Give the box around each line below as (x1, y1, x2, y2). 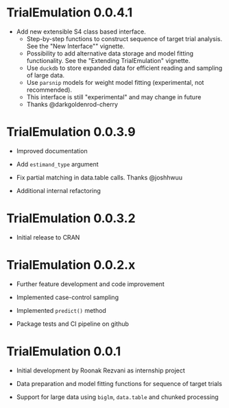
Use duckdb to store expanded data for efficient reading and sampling (26, 64, 223, 72)
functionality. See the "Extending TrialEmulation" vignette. (26, 56, 191, 64)
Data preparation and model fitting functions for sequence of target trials (16, 379, 222, 387)
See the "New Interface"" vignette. (26, 42, 125, 50)
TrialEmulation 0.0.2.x (6, 257, 136, 272)
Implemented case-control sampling (16, 293, 119, 301)
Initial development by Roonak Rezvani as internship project (16, 366, 186, 374)
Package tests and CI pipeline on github (16, 320, 130, 328)
